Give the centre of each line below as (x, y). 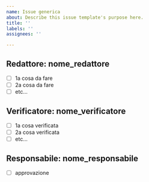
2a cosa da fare (34, 85)
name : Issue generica (33, 12)
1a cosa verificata (37, 125)
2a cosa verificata (37, 132)
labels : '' (20, 29)
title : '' (19, 23)
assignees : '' (24, 34)
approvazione (32, 172)
